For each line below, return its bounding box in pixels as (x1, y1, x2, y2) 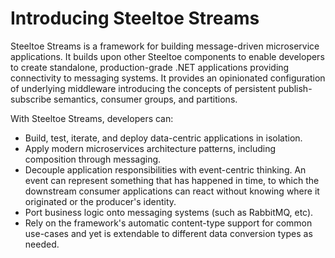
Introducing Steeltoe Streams (10, 7, 260, 30)
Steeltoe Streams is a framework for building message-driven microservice (10, 40, 320, 52)
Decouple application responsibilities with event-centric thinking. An (24, 163, 307, 176)
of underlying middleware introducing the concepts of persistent (10, 82, 277, 94)
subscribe (10, 93, 52, 105)
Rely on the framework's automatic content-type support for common (24, 217, 313, 229)
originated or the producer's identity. (24, 195, 177, 207)
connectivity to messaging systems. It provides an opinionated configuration (10, 72, 326, 84)
